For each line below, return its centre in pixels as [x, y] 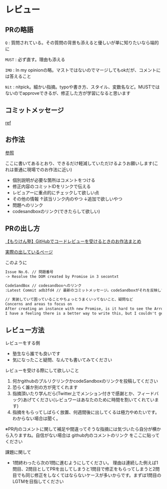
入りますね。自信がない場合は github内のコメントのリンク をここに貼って [84, 435]
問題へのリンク [28, 205]
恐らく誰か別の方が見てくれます [45, 387]
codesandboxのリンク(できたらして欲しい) [56, 211]
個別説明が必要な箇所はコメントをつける [54, 180]
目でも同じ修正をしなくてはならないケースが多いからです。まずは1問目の [87, 475]
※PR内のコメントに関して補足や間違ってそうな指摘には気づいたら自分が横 [81, 429]
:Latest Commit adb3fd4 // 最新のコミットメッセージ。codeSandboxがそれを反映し [83, 290]
